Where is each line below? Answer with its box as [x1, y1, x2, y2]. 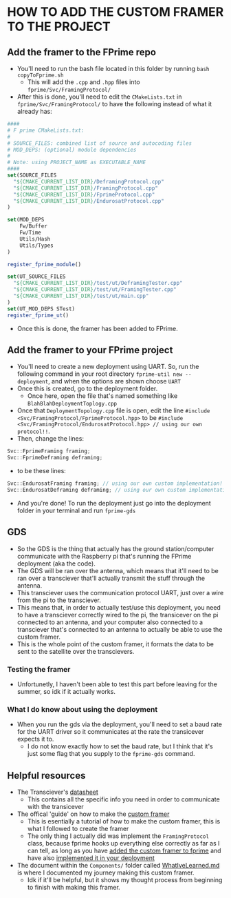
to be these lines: [16, 467, 67, 475]
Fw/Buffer [19, 223, 48, 230]
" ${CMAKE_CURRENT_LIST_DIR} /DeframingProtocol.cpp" [13, 178, 165, 185]
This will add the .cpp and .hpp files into [27, 78, 140, 86]
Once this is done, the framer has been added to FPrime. [16, 324, 178, 332]
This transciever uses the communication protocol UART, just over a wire [16, 588, 224, 597]
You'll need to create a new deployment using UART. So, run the [16, 363, 199, 371]
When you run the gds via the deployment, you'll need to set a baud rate [16, 720, 222, 728]
